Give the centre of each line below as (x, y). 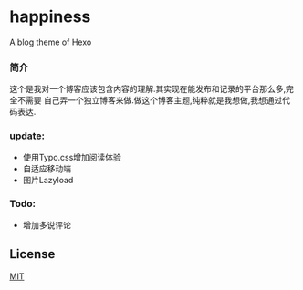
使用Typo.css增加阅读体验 (72, 157)
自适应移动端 (47, 168)
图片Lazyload (48, 180)
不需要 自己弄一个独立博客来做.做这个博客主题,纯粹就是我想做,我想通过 (150, 100)
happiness (50, 17)
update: (27, 136)
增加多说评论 (47, 224)
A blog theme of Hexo (51, 42)
